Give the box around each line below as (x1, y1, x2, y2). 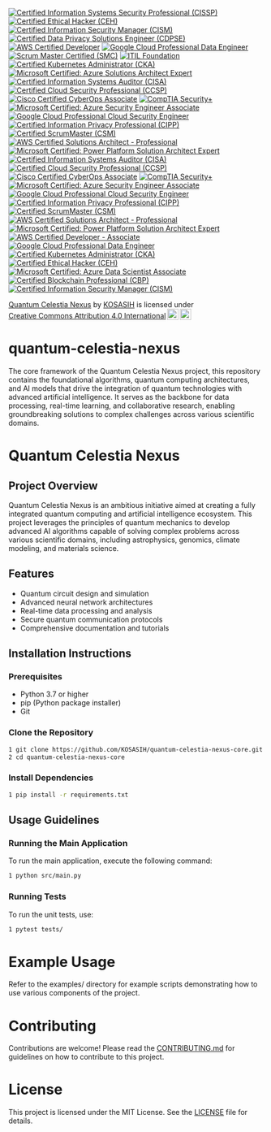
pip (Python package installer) (19, 698, 122, 708)
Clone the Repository (8, 727, 94, 739)
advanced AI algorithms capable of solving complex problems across (8, 526, 240, 536)
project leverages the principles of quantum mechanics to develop (8, 517, 230, 527)
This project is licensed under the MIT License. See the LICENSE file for (8, 1108, 248, 1117)
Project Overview (8, 479, 98, 492)
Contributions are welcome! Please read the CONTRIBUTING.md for (8, 1043, 235, 1053)
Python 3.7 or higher (19, 689, 89, 699)
